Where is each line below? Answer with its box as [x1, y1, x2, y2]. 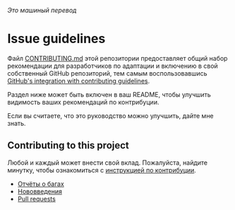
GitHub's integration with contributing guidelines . [7, 76, 150, 85]
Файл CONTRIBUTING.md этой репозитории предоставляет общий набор [7, 54, 228, 62]
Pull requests [17, 194, 56, 203]
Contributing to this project [7, 139, 129, 151]
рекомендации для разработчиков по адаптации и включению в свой [7, 62, 219, 70]
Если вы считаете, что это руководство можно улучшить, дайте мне [7, 111, 214, 119]
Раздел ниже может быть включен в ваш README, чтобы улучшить [7, 90, 212, 98]
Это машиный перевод [7, 6, 77, 14]
